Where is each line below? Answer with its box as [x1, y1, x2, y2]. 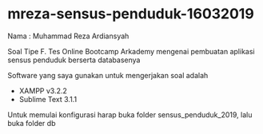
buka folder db [7, 118, 56, 128]
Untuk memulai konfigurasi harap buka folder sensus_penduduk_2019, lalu [7, 109, 253, 120]
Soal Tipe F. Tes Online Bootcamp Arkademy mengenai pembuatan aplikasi [7, 46, 255, 56]
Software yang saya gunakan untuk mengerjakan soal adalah [7, 70, 209, 80]
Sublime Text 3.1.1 [18, 94, 78, 104]
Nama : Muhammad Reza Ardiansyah [7, 31, 130, 41]
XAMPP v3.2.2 [18, 85, 67, 96]
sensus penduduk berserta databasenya [7, 55, 141, 65]
